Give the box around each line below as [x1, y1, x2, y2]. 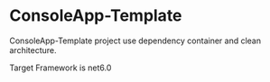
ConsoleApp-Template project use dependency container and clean [9, 35, 262, 46]
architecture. [9, 44, 57, 55]
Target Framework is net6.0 [9, 62, 112, 73]
